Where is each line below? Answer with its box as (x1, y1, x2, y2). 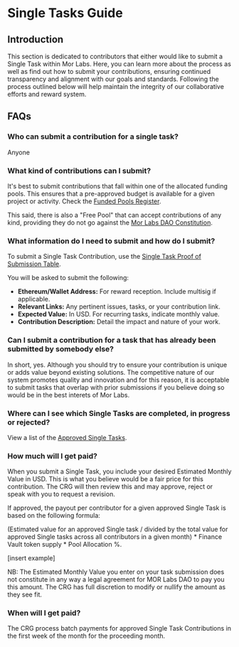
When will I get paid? (7, 608, 81, 618)
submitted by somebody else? (7, 344, 115, 354)
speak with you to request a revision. (7, 490, 115, 498)
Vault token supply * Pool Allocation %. (7, 540, 122, 549)
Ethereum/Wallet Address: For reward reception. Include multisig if (17, 287, 217, 296)
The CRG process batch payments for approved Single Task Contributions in (7, 624, 232, 633)
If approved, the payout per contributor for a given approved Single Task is (7, 503, 226, 513)
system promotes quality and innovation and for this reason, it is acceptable (7, 375, 230, 384)
